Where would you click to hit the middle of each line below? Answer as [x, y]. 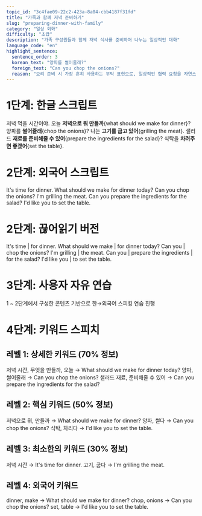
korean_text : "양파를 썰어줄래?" [49, 62]
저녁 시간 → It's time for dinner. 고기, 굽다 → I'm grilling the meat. [85, 465]
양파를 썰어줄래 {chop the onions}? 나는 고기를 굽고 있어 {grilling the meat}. [96, 131]
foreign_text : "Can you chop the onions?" [66, 68]
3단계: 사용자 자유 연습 [59, 286]
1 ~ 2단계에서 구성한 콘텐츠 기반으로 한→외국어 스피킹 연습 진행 [81, 303]
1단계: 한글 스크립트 [52, 106]
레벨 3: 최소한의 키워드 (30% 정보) [67, 449]
